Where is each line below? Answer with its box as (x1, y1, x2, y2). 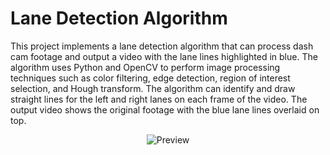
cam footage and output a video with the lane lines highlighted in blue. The (10, 50, 318, 62)
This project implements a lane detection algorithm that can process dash (10, 40, 314, 52)
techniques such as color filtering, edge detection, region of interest (10, 72, 291, 84)
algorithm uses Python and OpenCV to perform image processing (10, 61, 281, 73)
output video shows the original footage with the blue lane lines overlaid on (10, 103, 320, 116)
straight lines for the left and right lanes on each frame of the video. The (10, 93, 308, 105)
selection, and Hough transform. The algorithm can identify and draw (10, 82, 296, 94)
